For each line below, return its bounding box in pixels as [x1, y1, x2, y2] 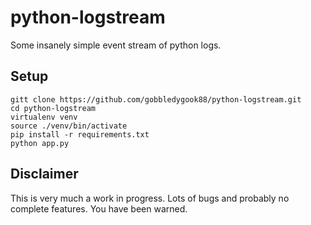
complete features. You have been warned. [10, 202, 188, 215]
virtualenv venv [10, 112, 78, 122]
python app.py [10, 138, 70, 148]
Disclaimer [10, 166, 79, 183]
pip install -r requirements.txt [10, 129, 150, 140]
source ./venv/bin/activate [10, 121, 128, 131]
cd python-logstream [10, 103, 97, 113]
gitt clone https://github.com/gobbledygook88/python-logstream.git [10, 94, 302, 105]
